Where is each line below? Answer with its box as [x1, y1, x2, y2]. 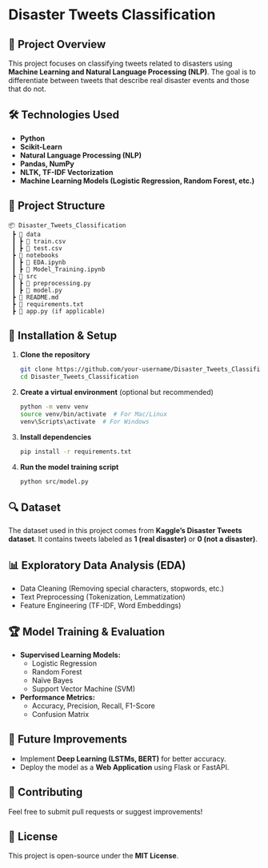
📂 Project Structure [8, 199, 106, 213]
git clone [19, 365, 54, 373]
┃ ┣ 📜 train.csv [11, 237, 66, 245]
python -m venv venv [19, 403, 89, 411]
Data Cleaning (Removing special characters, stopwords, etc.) [19, 583, 225, 593]
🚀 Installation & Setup [8, 329, 118, 343]
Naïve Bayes [31, 675, 74, 685]
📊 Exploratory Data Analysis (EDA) [8, 558, 186, 572]
